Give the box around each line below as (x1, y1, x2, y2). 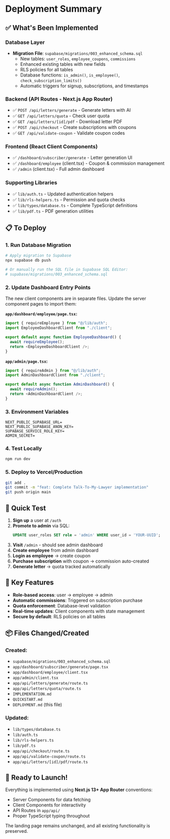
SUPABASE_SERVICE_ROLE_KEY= (5, 429, 65, 434)
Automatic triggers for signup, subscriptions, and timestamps (20, 83, 149, 89)
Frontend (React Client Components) (5, 143, 98, 150)
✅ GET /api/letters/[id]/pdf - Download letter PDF (12, 118, 123, 125)
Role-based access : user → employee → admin (12, 592, 113, 598)
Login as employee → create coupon (12, 552, 91, 558)
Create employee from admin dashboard (12, 547, 99, 553)
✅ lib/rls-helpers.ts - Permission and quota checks (12, 196, 125, 202)
